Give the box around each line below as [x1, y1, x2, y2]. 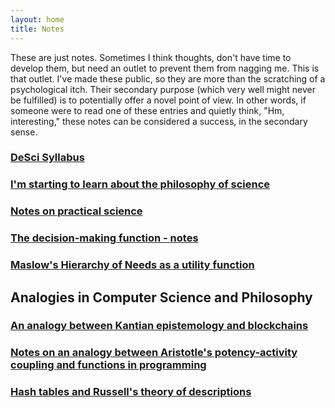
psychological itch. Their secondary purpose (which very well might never [10, 83, 317, 95]
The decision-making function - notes [10, 231, 199, 245]
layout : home [10, 14, 65, 25]
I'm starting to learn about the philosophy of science [10, 177, 271, 191]
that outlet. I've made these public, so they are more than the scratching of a [10, 72, 326, 85]
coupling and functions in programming [10, 358, 207, 372]
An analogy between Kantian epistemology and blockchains [10, 319, 309, 333]
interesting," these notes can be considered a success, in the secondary [10, 115, 308, 127]
